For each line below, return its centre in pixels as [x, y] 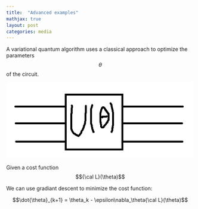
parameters [20, 56]
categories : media [29, 32]
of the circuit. [23, 74]
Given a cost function [33, 168]
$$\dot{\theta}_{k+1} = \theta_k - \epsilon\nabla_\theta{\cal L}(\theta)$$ [100, 200]
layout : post [22, 25]
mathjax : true [24, 19]
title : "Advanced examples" [42, 13]
